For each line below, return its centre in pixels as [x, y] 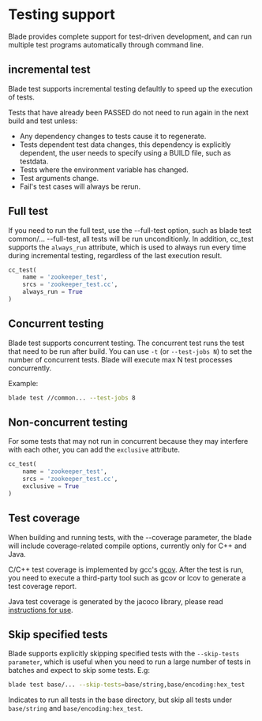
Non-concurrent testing [68, 423]
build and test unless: [43, 121]
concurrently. [30, 368]
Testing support [62, 15]
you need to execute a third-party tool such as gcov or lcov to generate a [127, 577]
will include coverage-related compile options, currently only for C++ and [127, 546]
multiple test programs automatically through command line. [106, 44]
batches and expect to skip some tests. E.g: [79, 670]
